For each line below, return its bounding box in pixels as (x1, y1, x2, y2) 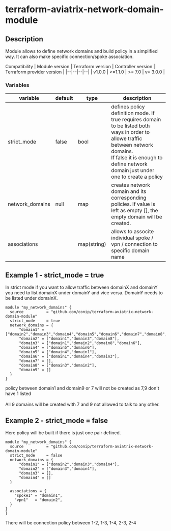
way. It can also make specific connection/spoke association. (5, 53, 134, 60)
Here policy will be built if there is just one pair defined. (5, 429, 121, 436)
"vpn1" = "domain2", (14, 497, 63, 502)
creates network (111, 182, 151, 189)
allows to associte (111, 228, 154, 235)
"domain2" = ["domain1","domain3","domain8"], (18, 336, 120, 342)
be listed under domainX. (5, 295, 58, 301)
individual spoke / (111, 234, 154, 241)
